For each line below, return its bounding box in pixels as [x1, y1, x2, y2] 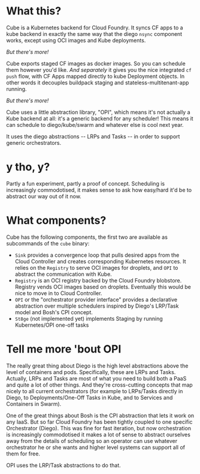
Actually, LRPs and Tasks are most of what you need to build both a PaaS [6, 375, 187, 382]
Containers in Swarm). [6, 400, 62, 408]
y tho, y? [6, 160, 50, 174]
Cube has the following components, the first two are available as [6, 233, 168, 241]
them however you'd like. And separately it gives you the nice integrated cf [6, 66, 192, 73]
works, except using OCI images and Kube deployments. [6, 37, 146, 44]
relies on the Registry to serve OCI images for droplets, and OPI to [14, 264, 178, 271]
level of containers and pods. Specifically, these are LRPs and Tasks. [6, 368, 176, 375]
